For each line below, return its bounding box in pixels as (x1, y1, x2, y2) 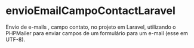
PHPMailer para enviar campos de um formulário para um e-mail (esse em (5, 29, 189, 36)
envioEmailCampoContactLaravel (5, 4, 175, 18)
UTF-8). (5, 36, 25, 43)
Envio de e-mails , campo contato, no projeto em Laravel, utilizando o (5, 23, 177, 30)
